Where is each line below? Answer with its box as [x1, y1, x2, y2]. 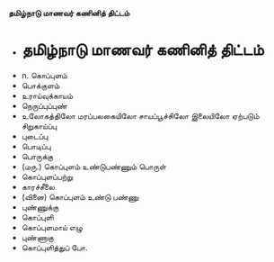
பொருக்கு [21, 150, 54, 161]
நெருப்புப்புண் [21, 100, 68, 111]
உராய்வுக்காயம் [21, 90, 74, 101]
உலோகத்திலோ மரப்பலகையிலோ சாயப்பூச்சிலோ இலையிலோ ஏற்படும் [21, 110, 260, 121]
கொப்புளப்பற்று [21, 171, 74, 182]
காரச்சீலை [21, 181, 56, 192]
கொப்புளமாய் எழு [21, 221, 83, 232]
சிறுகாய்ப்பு [21, 121, 57, 131]
